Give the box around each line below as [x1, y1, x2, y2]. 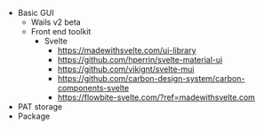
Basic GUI [17, 8, 55, 18]
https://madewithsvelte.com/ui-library [57, 45, 197, 56]
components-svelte [57, 83, 130, 93]
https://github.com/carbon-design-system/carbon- [57, 73, 245, 83]
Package [17, 111, 51, 121]
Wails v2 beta [30, 17, 82, 27]
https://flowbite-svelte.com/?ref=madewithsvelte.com [57, 92, 256, 103]
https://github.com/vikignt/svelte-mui [57, 64, 195, 74]
